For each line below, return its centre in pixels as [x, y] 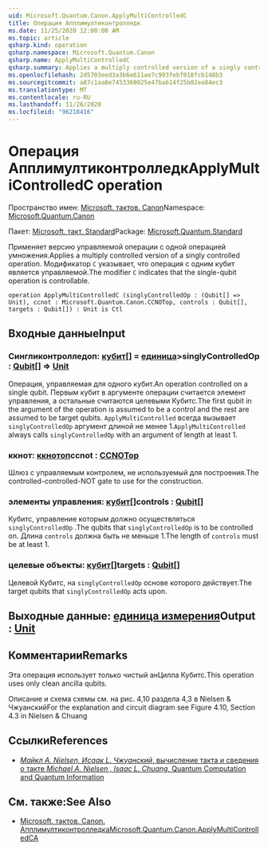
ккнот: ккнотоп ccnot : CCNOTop [74, 455]
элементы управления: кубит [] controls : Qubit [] [106, 502]
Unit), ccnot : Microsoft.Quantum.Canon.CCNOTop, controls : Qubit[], [128, 302]
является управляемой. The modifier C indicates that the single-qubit [122, 272]
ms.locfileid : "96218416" [51, 112]
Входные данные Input [67, 334]
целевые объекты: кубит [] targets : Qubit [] [94, 565]
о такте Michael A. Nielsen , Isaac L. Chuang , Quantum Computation [133, 768]
